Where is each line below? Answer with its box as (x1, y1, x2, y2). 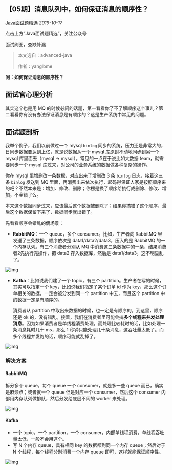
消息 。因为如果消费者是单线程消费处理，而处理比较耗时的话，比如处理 (12, 320, 161, 327)
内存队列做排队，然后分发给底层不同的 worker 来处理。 (14, 395, 131, 401)
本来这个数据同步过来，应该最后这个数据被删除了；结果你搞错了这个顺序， (5, 203, 162, 209)
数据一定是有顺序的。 (17, 297, 62, 303)
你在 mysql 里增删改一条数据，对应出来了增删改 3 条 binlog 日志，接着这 (5, 172, 159, 179)
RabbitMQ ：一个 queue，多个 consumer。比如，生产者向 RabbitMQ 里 (12, 231, 163, 237)
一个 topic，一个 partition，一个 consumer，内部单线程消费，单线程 (12, 429, 156, 435)
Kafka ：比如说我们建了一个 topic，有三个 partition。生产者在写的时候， (12, 278, 164, 284)
